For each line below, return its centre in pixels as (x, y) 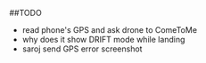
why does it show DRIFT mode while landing (103, 39)
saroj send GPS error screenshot (82, 49)
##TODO (25, 13)
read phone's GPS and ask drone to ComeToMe (110, 30)
